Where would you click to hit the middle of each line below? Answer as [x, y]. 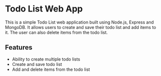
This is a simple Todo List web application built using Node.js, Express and [80, 22]
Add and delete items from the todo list [51, 69]
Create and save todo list [37, 64]
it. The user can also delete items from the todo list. [56, 32]
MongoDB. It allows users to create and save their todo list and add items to [80, 27]
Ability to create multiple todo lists [46, 59]
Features [19, 47]
